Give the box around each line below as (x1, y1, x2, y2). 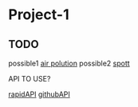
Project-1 (8, 6, 69, 24)
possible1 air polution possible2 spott (8, 58, 130, 68)
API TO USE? (8, 74, 51, 83)
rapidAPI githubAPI (8, 89, 70, 99)
